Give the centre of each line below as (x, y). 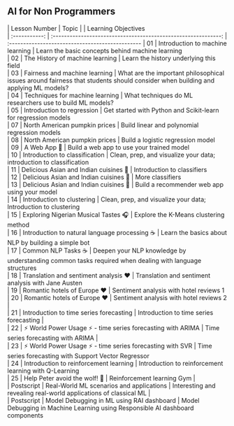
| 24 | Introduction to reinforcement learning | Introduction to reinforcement (115, 363)
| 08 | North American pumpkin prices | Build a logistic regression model (111, 140)
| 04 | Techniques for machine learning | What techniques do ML (100, 95)
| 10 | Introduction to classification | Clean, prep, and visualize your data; (111, 155)
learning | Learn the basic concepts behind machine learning (95, 50)
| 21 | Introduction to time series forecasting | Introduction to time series (110, 312)
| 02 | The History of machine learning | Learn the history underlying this (111, 58)
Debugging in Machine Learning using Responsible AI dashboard (101, 408)
